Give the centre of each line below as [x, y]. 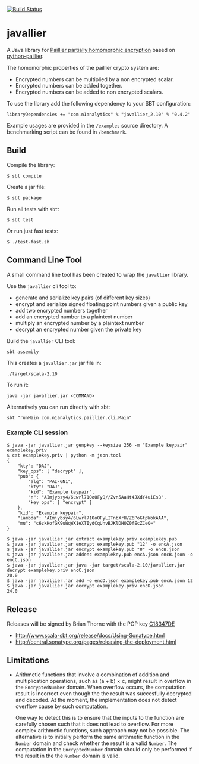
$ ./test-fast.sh [28, 242]
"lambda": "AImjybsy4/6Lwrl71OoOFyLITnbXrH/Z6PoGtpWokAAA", [93, 518]
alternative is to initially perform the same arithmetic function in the [97, 737]
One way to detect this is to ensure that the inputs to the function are [99, 718]
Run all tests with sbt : [33, 209]
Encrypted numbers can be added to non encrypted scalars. [89, 92]
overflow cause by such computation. [61, 706]
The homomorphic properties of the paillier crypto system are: [83, 67]
